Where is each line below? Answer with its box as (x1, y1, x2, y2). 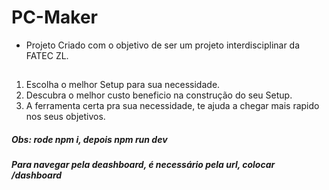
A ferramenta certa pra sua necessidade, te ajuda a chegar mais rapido (25, 100, 320, 112)
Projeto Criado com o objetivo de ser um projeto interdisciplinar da (25, 39, 301, 51)
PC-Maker (11, 6, 98, 29)
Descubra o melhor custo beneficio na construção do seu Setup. (25, 89, 293, 101)
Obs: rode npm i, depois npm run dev (11, 133, 168, 145)
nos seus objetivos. (25, 111, 106, 123)
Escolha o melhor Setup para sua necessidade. (25, 79, 221, 91)
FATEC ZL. (25, 49, 69, 61)
